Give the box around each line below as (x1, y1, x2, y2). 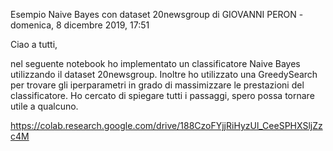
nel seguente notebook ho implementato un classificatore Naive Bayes (10, 58, 301, 69)
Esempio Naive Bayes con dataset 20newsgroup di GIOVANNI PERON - (10, 9, 304, 20)
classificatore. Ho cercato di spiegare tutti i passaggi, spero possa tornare (10, 90, 315, 101)
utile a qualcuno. (10, 100, 79, 112)
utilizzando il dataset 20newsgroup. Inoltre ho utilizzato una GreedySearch (10, 69, 318, 80)
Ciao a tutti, (10, 39, 58, 50)
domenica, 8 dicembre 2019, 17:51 (10, 19, 150, 31)
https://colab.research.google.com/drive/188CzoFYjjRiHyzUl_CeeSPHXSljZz (10, 120, 323, 131)
